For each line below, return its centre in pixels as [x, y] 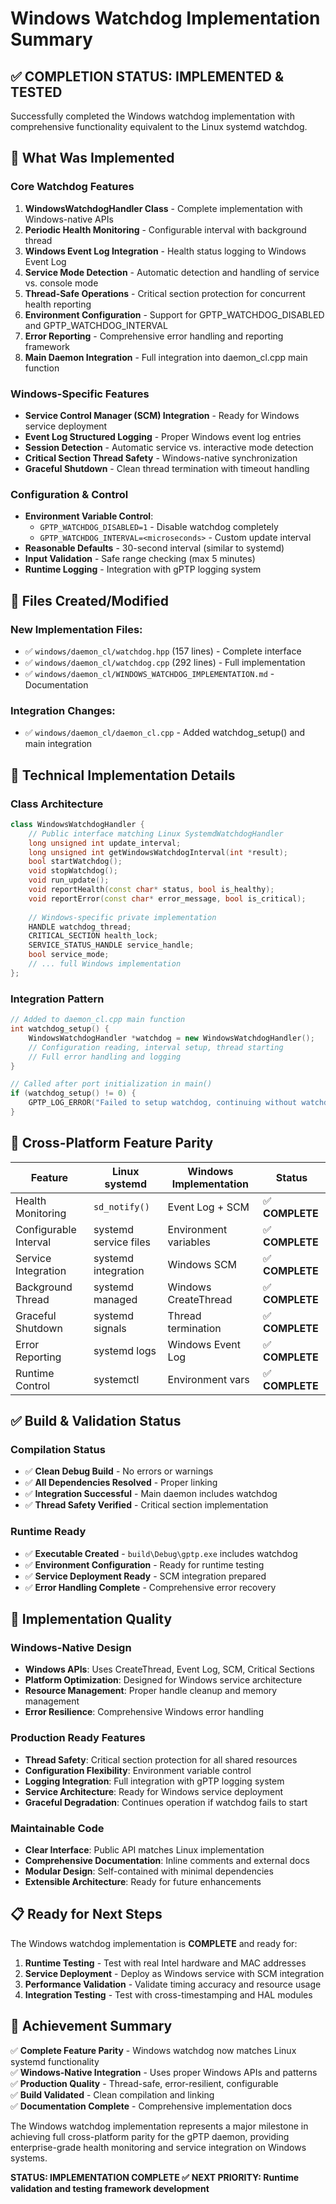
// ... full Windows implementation [105, 964]
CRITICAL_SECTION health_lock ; [93, 936]
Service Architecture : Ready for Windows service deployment [154, 1791]
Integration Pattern [57, 999]
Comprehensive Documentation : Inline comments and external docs [167, 1860]
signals [110, 1328]
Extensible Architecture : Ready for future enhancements [143, 1881]
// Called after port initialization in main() [111, 1084]
